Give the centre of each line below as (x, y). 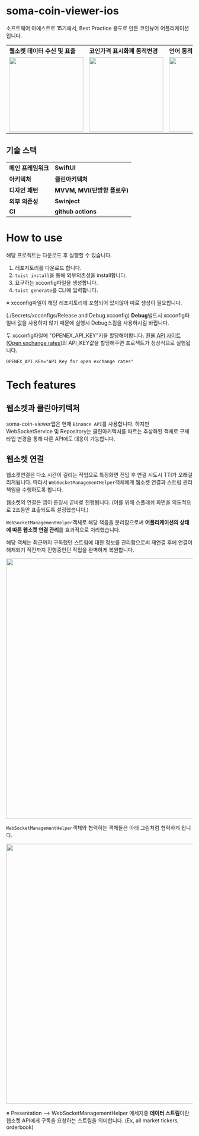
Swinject (67, 201)
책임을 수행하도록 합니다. (35, 489)
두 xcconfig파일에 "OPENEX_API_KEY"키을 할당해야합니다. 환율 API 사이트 (94, 335)
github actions (76, 211)
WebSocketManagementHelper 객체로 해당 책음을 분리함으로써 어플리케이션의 (92, 522)
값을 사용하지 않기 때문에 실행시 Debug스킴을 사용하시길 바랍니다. (93, 323)
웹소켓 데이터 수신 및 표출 (42, 51)
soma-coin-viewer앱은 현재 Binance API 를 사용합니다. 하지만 (78, 424)
